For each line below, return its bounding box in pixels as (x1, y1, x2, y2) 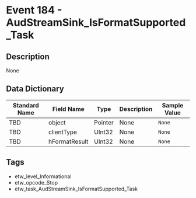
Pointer (94, 118, 114, 126)
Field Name (52, 105, 85, 113)
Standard (12, 101, 39, 109)
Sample (162, 101, 184, 109)
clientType (48, 128, 78, 136)
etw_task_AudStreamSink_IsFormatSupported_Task (14, 185, 138, 192)
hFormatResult (48, 137, 89, 145)
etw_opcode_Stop (14, 179, 58, 186)
